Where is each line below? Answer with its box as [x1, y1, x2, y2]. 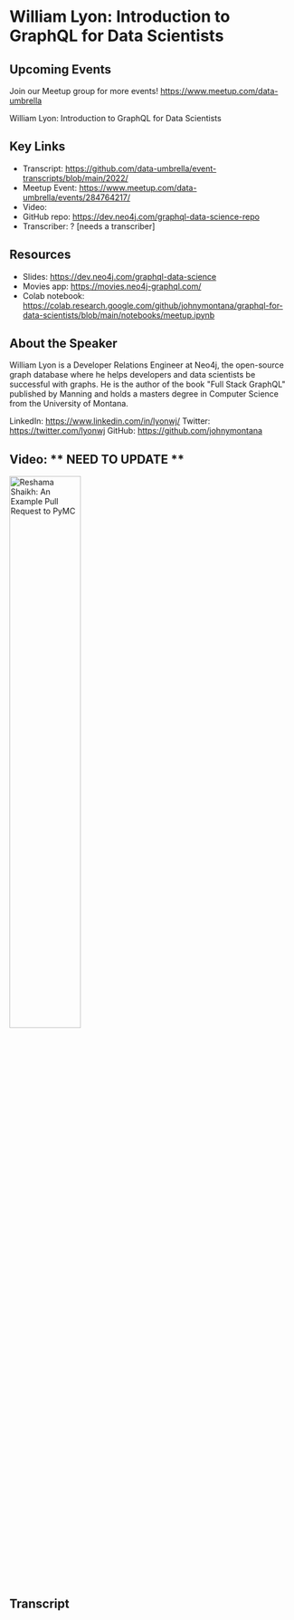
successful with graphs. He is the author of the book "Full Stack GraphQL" [9, 379, 286, 390]
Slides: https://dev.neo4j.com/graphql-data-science [22, 271, 217, 282]
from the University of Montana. [9, 398, 128, 409]
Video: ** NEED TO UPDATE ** [9, 451, 185, 467]
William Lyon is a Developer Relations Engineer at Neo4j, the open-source [9, 359, 285, 370]
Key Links [9, 139, 66, 155]
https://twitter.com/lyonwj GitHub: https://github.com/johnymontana [9, 426, 263, 436]
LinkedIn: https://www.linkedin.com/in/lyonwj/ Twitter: [9, 416, 211, 427]
